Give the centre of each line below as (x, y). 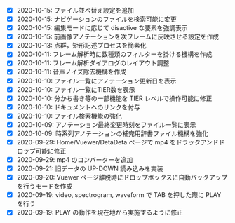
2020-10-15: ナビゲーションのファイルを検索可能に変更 (96, 19)
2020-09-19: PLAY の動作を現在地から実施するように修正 (100, 212)
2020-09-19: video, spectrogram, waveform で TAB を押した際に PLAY (119, 195)
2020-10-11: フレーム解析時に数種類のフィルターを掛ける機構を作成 (114, 54)
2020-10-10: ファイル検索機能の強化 (69, 116)
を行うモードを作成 (45, 186)
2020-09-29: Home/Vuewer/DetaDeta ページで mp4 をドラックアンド (117, 142)
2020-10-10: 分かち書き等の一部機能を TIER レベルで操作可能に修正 (114, 98)
